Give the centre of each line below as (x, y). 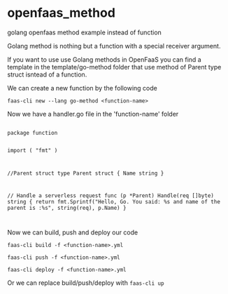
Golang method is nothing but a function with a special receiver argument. (114, 46)
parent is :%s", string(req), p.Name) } (67, 208)
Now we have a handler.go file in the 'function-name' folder (93, 114)
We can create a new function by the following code (82, 88)
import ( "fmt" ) (33, 150)
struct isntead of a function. (47, 74)
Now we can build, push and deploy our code (73, 232)
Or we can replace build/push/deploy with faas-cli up (86, 283)
